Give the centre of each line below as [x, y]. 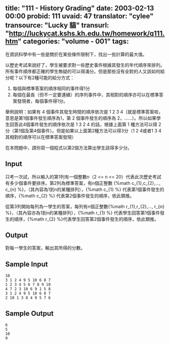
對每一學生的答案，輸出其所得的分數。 [45, 248]
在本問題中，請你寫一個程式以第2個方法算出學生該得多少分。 [69, 147]
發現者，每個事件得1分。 [42, 101]
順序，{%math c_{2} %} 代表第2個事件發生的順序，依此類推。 [70, 195]
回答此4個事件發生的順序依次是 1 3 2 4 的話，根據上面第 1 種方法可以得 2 [85, 124]
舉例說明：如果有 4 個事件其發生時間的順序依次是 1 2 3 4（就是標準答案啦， [84, 112]
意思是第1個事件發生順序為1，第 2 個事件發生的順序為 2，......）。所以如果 [81, 118]
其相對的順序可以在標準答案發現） [41, 137]
